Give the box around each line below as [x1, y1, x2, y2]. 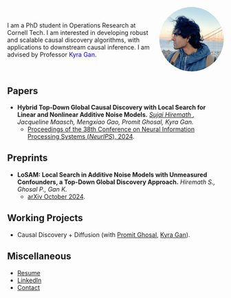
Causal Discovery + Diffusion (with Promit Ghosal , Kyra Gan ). [16, 230, 190, 239]
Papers [7, 85, 38, 97]
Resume [16, 268, 41, 277]
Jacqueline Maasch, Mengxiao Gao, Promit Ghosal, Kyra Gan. [16, 118, 194, 126]
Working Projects [7, 212, 84, 224]
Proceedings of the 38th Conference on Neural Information [27, 125, 195, 133]
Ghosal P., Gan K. [16, 185, 67, 193]
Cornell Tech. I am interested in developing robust [7, 29, 148, 37]
